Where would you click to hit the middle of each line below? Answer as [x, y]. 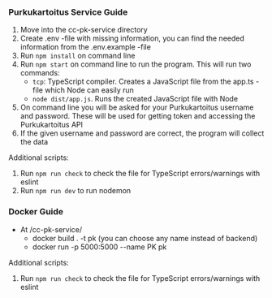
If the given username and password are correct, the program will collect [142, 133]
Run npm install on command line [78, 56]
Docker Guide [36, 212]
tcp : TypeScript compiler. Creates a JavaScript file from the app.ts [143, 82]
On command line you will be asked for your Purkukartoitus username [137, 107]
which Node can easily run [89, 90]
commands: [40, 73]
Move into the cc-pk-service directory [84, 30]
